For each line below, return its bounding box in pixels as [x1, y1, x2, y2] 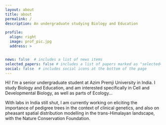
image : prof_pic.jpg [9, 39, 52, 44]
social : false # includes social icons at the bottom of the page [5, 66, 147, 71]
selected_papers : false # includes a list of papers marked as [5, 61, 138, 67]
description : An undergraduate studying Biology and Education [5, 21, 138, 26]
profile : [5, 30, 23, 35]
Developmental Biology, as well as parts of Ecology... [5, 90, 113, 96]
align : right [9, 35, 37, 40]
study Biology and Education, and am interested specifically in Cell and [5, 85, 150, 91]
